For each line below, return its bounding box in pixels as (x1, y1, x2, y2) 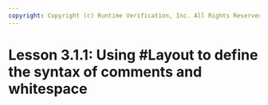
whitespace (8, 80, 88, 98)
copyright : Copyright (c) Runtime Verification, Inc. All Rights (8, 11, 230, 20)
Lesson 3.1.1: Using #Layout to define (8, 45, 258, 64)
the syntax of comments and (8, 63, 203, 80)
